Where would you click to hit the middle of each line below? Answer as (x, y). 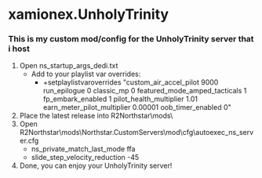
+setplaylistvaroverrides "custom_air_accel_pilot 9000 (131, 82)
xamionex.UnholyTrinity (89, 15)
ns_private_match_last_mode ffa (83, 149)
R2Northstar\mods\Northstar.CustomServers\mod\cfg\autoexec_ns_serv (136, 133)
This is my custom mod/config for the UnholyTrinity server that (131, 39)
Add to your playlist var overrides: (86, 74)
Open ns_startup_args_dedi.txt (69, 66)
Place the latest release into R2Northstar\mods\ (96, 116)
